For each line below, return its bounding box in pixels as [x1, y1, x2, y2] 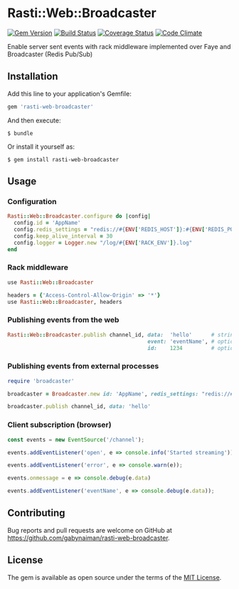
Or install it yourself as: [7, 142, 75, 151]
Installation [7, 70, 58, 83]
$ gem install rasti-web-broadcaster [7, 156, 119, 163]
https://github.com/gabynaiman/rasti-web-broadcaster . [7, 534, 170, 542]
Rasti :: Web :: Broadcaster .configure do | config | [7, 213, 152, 220]
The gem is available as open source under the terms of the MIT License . [7, 573, 222, 581]
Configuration [7, 196, 57, 206]
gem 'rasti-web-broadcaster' [7, 103, 94, 110]
